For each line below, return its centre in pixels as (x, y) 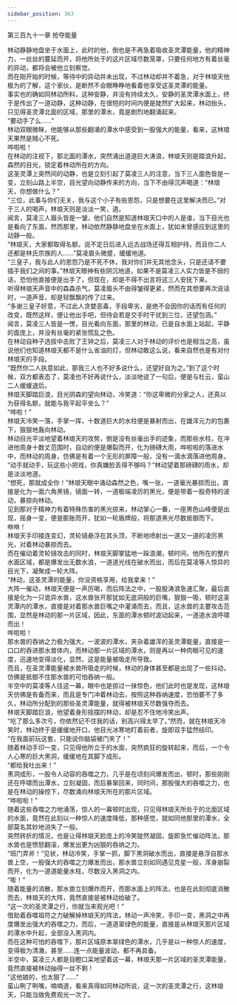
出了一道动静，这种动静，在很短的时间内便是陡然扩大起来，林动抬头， (128, 102)
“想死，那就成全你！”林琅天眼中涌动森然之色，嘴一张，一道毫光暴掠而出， (115, 482)
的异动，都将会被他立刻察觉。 (50, 67)
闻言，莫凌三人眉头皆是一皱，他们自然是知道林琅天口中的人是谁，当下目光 (115, 218)
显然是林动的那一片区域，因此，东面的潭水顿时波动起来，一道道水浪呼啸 (124, 614)
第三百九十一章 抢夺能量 (42, 35)
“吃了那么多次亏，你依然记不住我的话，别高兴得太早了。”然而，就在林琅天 (114, 720)
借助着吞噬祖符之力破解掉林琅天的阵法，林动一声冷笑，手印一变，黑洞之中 (115, 915)
